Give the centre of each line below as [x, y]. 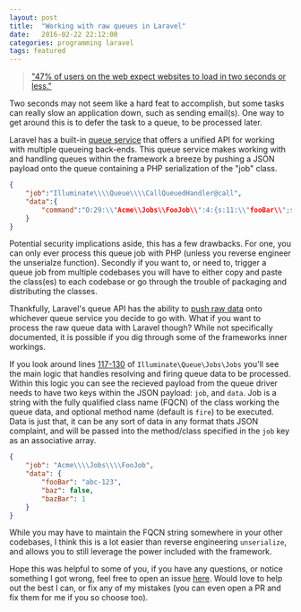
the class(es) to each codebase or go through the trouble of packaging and [148, 282]
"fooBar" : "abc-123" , [82, 482]
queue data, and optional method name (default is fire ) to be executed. [142, 412]
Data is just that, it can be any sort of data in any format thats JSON [134, 422]
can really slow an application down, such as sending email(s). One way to [147, 113]
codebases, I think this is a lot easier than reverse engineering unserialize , [148, 542]
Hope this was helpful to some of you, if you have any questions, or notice [146, 569]
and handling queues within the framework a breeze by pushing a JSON [142, 159]
